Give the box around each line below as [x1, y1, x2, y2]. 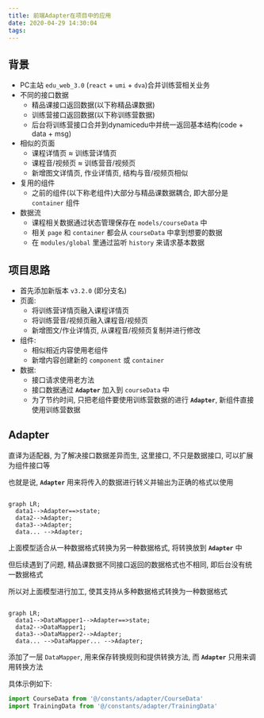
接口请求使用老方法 [31, 375, 95, 384]
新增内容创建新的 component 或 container [31, 355, 165, 365]
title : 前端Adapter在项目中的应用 [8, 11, 112, 20]
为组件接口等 [8, 460, 50, 469]
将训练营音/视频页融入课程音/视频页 [31, 315, 148, 325]
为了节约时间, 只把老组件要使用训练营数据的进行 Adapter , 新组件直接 [31, 395, 254, 404]
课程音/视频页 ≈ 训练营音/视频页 [31, 158, 136, 168]
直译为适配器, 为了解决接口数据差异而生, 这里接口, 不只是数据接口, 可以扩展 [8, 450, 254, 460]
